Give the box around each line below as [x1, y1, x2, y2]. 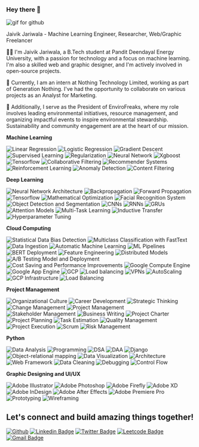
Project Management [6, 286, 60, 293]
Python [6, 335, 25, 342]
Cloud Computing [6, 225, 51, 232]
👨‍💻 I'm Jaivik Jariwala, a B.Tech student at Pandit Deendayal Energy [6, 48, 174, 56]
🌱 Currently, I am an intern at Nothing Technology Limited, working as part [6, 79, 189, 86]
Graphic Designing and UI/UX [6, 371, 81, 378]
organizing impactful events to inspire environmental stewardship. [6, 116, 169, 123]
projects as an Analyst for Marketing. [6, 92, 97, 99]
